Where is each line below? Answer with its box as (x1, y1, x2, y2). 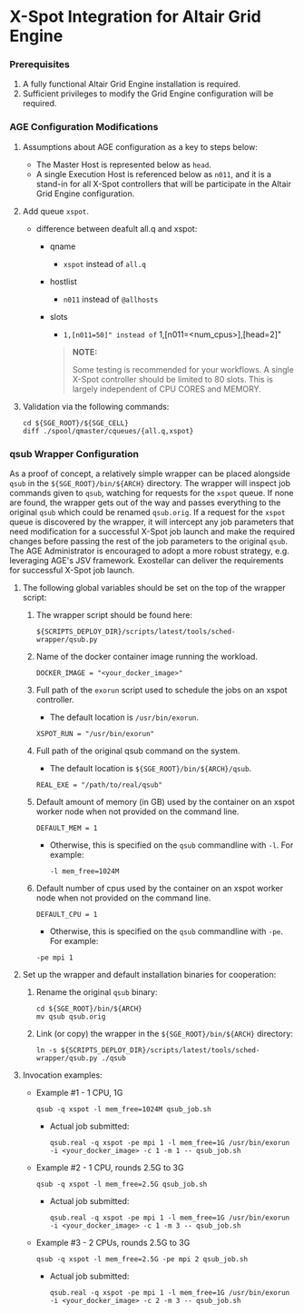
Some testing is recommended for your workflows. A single (72, 363, 295, 374)
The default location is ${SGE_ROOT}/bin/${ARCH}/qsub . (49, 763, 252, 774)
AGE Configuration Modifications (9, 121, 159, 134)
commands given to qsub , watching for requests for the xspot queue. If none (9, 488, 294, 499)
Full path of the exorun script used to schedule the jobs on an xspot (35, 684, 288, 696)
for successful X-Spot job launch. (9, 565, 135, 576)
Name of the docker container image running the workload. (35, 652, 259, 662)
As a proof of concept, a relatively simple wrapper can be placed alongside (9, 468, 290, 479)
